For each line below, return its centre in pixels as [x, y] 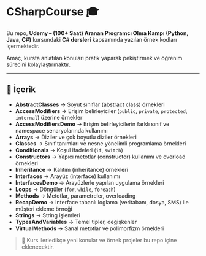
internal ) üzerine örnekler [49, 117]
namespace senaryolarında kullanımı [62, 130]
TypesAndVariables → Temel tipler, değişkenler [76, 222]
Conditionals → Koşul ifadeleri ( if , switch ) [69, 150]
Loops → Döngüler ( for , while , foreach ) [65, 189]
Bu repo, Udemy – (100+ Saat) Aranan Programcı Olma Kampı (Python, [97, 33]
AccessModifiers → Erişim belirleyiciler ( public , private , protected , [101, 111]
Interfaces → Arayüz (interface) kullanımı [67, 176]
